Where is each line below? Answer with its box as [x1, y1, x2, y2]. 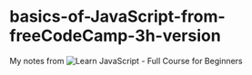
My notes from [9, 55, 65, 66]
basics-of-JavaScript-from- [9, 6, 226, 27]
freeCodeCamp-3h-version [9, 25, 221, 46]
